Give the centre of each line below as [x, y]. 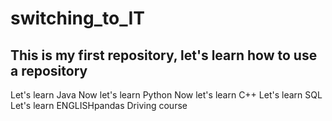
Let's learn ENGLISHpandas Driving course [99, 105]
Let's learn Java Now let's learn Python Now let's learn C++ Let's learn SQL [166, 95]
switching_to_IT [77, 18]
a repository [49, 70]
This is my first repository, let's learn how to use [164, 55]
